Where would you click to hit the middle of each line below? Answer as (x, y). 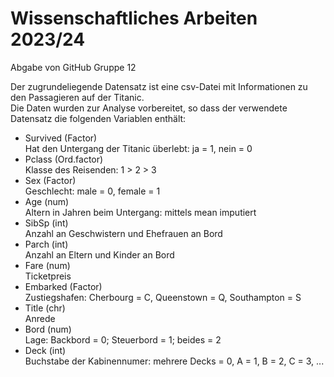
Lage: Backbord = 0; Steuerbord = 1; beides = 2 (123, 339)
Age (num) (47, 201)
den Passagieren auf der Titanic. (77, 97)
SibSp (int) (46, 223)
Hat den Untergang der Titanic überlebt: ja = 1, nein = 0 (138, 148)
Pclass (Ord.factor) (64, 159)
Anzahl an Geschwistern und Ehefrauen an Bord (123, 233)
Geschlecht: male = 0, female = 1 (92, 191)
